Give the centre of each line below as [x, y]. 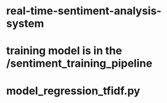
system [25, 24]
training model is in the [64, 51]
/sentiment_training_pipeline [79, 63]
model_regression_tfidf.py [73, 91]
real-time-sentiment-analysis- [84, 11]
